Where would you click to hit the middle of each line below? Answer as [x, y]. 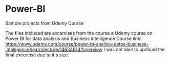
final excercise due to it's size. [37, 55]
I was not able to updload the [134, 49]
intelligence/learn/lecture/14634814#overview [54, 49]
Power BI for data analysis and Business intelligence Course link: [73, 38]
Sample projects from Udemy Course [45, 23]
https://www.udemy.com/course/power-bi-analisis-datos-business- [77, 44]
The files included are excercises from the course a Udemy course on [79, 33]
